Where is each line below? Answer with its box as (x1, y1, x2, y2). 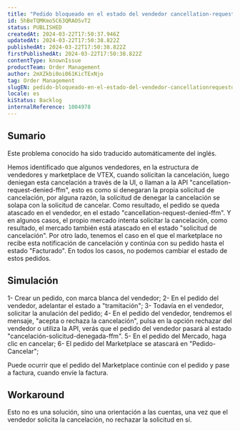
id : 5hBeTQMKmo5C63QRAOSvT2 (7, 17, 91, 24)
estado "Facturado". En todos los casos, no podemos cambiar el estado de (7, 246, 228, 254)
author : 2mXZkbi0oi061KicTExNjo (7, 70, 104, 77)
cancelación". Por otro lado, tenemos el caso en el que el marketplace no (7, 231, 223, 239)
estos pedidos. (7, 254, 51, 262)
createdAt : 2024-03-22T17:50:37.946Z (7, 30, 120, 38)
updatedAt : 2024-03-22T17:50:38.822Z (7, 37, 120, 44)
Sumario (7, 130, 46, 142)
